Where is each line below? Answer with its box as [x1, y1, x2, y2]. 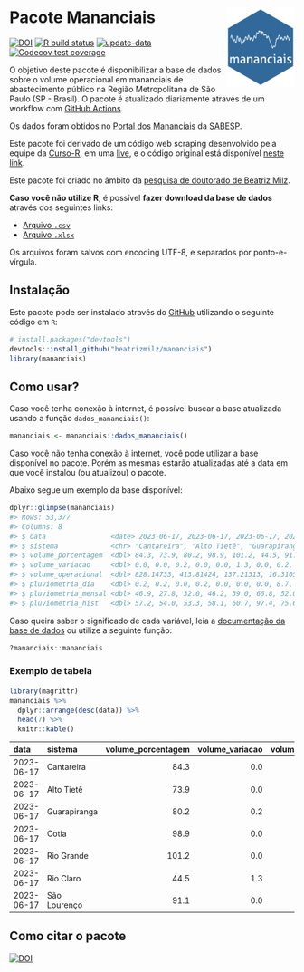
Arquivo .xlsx [22, 229, 75, 240]
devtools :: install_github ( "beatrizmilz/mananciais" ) [9, 344, 213, 353]
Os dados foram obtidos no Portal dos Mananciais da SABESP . [9, 120, 242, 131]
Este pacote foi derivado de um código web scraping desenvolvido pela [9, 138, 277, 149]
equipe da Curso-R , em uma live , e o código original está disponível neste [9, 148, 285, 159]
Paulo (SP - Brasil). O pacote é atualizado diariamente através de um [9, 93, 265, 104]
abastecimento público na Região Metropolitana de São [9, 83, 216, 94]
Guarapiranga [46, 805, 98, 817]
